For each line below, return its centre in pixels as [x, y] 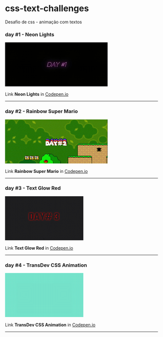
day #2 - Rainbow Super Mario [41, 111]
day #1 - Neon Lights [30, 34]
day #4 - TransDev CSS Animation [46, 265]
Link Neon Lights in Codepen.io [37, 94]
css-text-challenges [47, 8]
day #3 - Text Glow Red [33, 188]
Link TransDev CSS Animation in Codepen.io [50, 325]
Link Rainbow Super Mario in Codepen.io [47, 171]
